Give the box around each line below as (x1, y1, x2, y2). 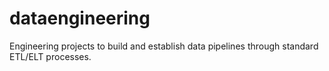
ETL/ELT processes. (9, 50, 92, 62)
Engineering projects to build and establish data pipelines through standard (9, 40, 319, 52)
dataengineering (9, 7, 151, 30)
